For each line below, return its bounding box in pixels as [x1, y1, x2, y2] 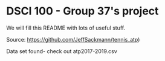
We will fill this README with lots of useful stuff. [6, 24, 126, 31]
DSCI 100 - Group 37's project [6, 4, 159, 18]
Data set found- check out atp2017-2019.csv [6, 47, 118, 55]
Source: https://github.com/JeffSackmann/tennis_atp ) [6, 36, 140, 43]
